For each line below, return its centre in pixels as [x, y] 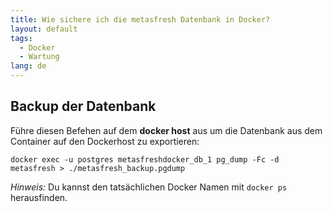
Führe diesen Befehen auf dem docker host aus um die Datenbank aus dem [166, 130]
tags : [21, 38]
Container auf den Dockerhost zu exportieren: [105, 141]
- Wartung [39, 57]
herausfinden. [39, 197]
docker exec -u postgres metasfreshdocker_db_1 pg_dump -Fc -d [145, 159]
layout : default [44, 29]
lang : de [28, 66]
